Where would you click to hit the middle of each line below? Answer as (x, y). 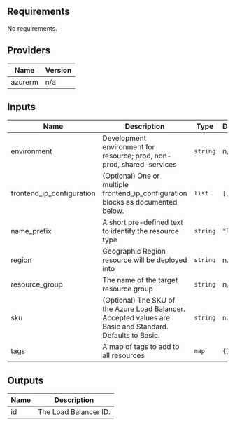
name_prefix (31, 231)
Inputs (22, 107)
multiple (116, 185)
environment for (129, 147)
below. (113, 211)
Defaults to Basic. (131, 336)
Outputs (26, 380)
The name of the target (140, 280)
